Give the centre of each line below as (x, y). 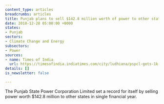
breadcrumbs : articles (28, 14)
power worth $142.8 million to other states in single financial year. (71, 96)
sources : (14, 55)
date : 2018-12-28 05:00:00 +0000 (39, 23)
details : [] (17, 69)
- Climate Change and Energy (35, 42)
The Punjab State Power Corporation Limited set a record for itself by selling (82, 91)
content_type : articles (29, 10)
